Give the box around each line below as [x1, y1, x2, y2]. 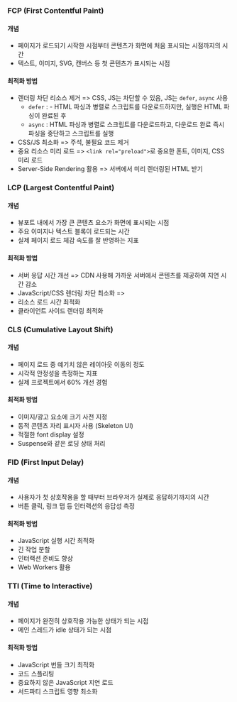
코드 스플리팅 [17, 669, 55, 678]
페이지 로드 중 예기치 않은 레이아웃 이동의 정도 [17, 360, 145, 368]
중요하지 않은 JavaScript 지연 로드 [17, 678, 114, 686]
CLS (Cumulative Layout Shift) [7, 324, 114, 334]
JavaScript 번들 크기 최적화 [17, 660, 95, 669]
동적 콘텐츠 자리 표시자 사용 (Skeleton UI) [17, 421, 133, 429]
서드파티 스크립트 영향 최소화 [17, 687, 98, 696]
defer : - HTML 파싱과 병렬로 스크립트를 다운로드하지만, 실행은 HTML [28, 102, 222, 111]
